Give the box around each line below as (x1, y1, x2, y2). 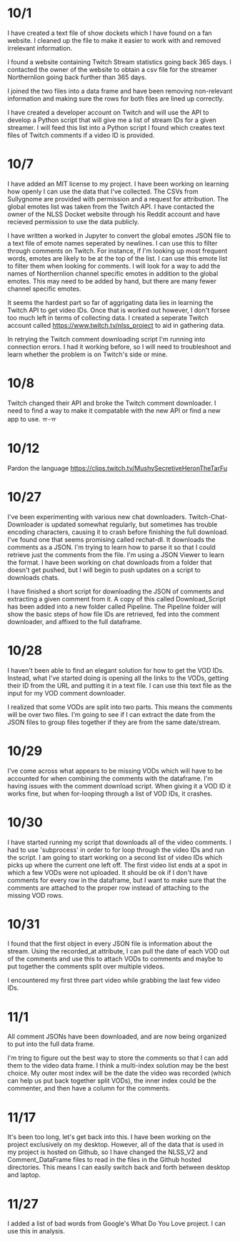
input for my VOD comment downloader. (7, 688, 126, 697)
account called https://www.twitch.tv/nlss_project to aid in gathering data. (7, 321, 225, 329)
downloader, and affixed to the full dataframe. (7, 617, 142, 626)
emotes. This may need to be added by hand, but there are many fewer (7, 276, 216, 285)
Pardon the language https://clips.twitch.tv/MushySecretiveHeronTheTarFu (7, 464, 228, 472)
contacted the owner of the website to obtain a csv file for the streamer (7, 65, 218, 74)
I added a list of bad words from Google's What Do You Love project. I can (7, 1219, 226, 1228)
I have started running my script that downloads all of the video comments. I (7, 838, 231, 846)
